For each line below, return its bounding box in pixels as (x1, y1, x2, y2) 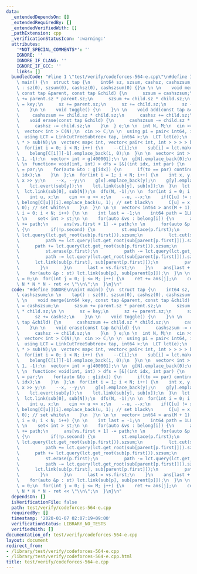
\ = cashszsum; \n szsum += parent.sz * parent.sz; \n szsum (16, 303, 191, 309)
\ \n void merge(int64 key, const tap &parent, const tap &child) (16, 297, 191, 304)
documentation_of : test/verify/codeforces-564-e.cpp (6, 532, 138, 538)
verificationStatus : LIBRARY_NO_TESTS (11, 521, 107, 527)
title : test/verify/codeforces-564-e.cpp (6, 559, 109, 565)
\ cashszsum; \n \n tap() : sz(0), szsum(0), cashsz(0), (16, 292, 164, 298)
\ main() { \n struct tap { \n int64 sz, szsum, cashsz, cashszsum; (16, 80, 193, 86)
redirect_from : (6, 543, 43, 549)
